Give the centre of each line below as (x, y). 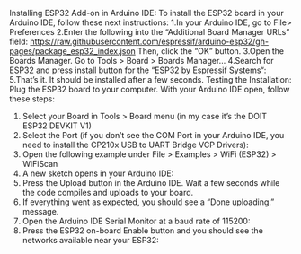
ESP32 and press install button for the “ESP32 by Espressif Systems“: (138, 70)
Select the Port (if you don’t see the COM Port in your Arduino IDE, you (153, 135)
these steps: (32, 99)
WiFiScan (40, 164)
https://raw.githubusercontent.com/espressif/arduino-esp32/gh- (150, 41)
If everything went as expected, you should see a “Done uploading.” (148, 202)
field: (19, 41)
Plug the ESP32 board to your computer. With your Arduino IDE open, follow (150, 89)
